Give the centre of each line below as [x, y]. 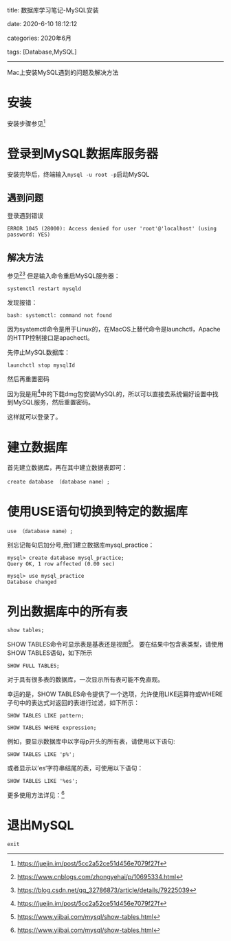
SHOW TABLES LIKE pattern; [46, 715]
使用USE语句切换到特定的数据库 [97, 511]
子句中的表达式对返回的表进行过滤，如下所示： [73, 702]
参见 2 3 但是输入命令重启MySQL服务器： [64, 275]
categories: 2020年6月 [40, 38]
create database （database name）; [58, 482]
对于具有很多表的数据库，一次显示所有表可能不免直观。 [85, 679]
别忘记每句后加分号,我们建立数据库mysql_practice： [81, 545]
